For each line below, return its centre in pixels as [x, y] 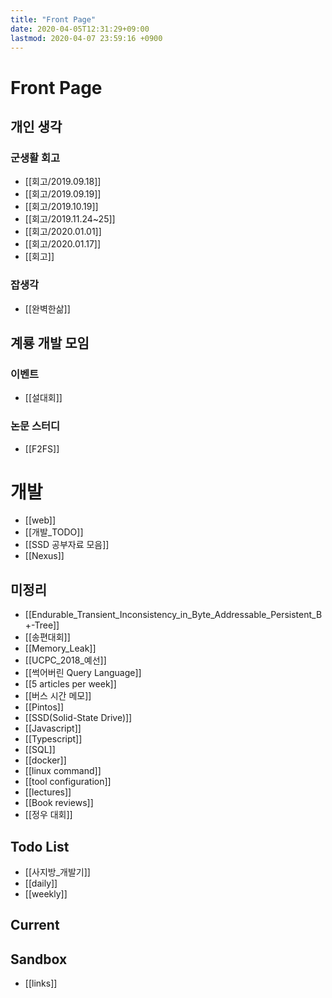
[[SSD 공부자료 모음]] [67, 545]
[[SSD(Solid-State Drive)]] [78, 718]
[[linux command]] [63, 771]
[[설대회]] [43, 398]
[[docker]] [45, 760]
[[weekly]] [46, 894]
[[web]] [40, 520]
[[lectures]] [48, 792]
